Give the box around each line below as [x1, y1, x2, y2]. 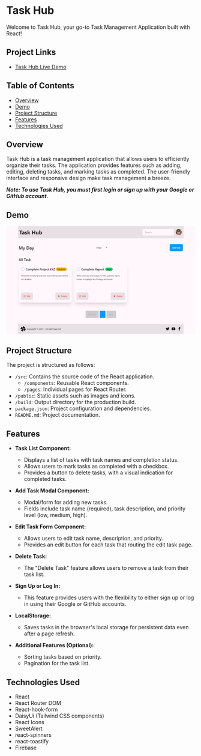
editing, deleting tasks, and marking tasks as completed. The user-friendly [6, 168, 190, 175]
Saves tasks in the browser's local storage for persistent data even [23, 624, 189, 631]
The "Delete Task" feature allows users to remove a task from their [23, 564, 189, 572]
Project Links [6, 47, 56, 58]
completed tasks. [23, 476, 67, 483]
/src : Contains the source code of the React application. [14, 373, 155, 380]
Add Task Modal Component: [14, 487, 90, 494]
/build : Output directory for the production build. [14, 399, 136, 406]
